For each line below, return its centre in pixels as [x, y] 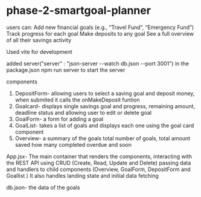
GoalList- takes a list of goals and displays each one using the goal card [104, 125]
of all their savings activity [39, 40]
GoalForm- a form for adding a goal [59, 119]
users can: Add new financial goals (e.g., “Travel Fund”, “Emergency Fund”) [100, 27]
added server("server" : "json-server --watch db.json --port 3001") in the [97, 63]
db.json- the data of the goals [43, 187]
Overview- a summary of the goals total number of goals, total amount [103, 138]
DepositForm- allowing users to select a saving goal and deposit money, [105, 93]
